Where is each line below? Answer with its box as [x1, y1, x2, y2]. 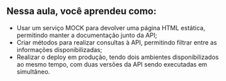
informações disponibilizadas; [16, 45, 103, 54]
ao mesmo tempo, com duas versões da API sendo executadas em [16, 60, 207, 68]
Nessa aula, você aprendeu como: [6, 5, 157, 17]
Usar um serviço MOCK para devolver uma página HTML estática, [16, 23, 206, 32]
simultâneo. [16, 67, 51, 76]
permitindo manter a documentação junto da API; [16, 31, 157, 39]
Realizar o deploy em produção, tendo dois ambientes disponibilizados [16, 53, 219, 61]
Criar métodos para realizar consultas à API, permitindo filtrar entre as [16, 38, 218, 47]
